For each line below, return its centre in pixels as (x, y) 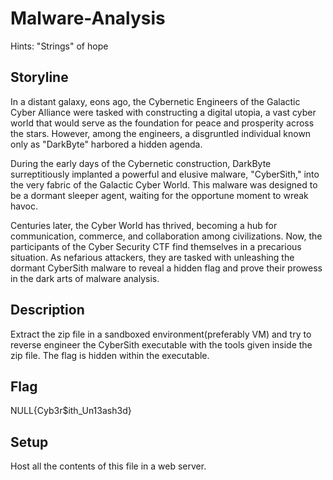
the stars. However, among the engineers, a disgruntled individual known (161, 133)
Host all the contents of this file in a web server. (108, 466)
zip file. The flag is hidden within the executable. (110, 355)
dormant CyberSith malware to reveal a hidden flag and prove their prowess (166, 268)
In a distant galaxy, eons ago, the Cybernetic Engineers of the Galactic (155, 101)
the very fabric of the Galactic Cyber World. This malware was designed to (164, 184)
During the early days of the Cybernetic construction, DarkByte (141, 163)
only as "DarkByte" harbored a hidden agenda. (106, 144)
